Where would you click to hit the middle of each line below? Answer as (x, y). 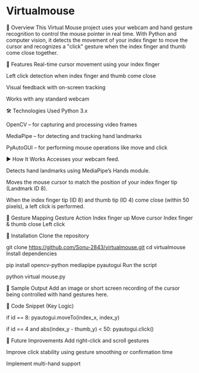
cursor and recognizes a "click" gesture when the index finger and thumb (96, 46)
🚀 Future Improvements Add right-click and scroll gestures (78, 340)
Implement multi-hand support (44, 363)
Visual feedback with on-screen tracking (56, 87)
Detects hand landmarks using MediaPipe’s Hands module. (78, 170)
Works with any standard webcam (48, 99)
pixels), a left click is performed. (45, 206)
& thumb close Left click (36, 224)
